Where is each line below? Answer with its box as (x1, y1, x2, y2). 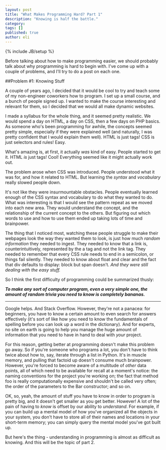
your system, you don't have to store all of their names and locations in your (5, 414, 160, 420)
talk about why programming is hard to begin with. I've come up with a (5, 63, 149, 69)
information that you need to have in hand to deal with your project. (5, 332, 142, 338)
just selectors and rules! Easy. (5, 139, 66, 145)
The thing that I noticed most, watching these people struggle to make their (5, 230, 159, 236)
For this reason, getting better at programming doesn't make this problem (5, 341, 155, 347)
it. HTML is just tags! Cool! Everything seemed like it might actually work (5, 154, 152, 160)
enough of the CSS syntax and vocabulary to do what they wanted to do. (5, 194, 153, 200)
